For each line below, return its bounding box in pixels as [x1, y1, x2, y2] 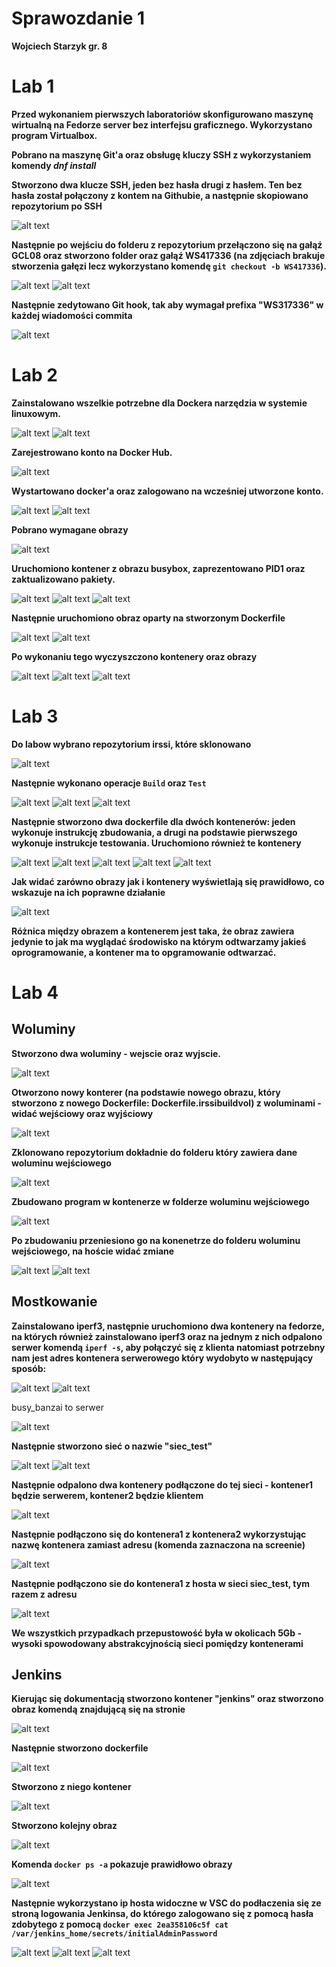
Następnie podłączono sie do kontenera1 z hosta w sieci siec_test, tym [11, 1577, 310, 1589]
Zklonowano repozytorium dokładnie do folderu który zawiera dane [11, 1146, 298, 1158]
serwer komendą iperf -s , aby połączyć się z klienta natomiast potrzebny [11, 1341, 326, 1353]
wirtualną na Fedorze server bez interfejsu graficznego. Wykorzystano [11, 118, 313, 131]
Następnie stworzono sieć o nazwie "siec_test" [11, 1440, 213, 1452]
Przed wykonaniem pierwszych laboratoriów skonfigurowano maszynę [11, 108, 314, 120]
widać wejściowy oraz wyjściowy [11, 1107, 154, 1119]
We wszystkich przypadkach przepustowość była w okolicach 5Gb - [11, 1627, 303, 1639]
